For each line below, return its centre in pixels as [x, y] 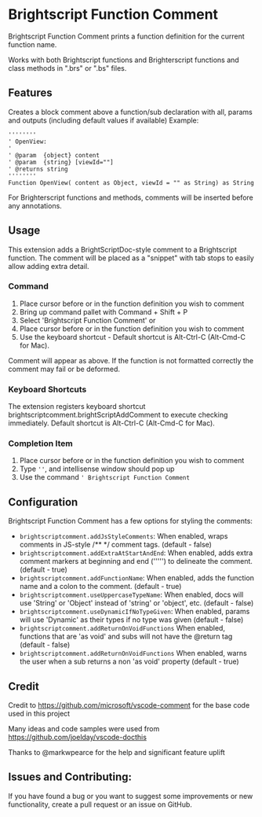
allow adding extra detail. [49, 266]
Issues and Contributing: [70, 777]
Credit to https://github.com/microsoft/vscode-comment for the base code [129, 705]
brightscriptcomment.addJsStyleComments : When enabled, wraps [124, 536]
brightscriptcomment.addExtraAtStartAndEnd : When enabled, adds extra [136, 553]
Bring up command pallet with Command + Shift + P [104, 311]
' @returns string [38, 169]
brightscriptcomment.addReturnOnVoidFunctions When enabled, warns [133, 653]
